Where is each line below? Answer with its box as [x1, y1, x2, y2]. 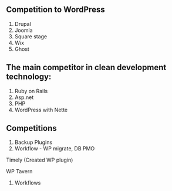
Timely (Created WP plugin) [6, 156, 73, 164]
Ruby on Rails [14, 87, 48, 94]
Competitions [6, 123, 57, 133]
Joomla [14, 27, 33, 34]
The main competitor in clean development [6, 62, 167, 73]
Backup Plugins [14, 139, 53, 146]
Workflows [14, 179, 41, 186]
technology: [6, 72, 52, 82]
